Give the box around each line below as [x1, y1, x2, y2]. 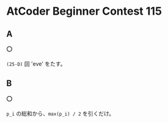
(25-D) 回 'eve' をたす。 [6, 60, 66, 67]
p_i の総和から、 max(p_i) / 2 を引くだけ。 [6, 110, 115, 117]
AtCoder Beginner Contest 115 [6, 4, 162, 18]
